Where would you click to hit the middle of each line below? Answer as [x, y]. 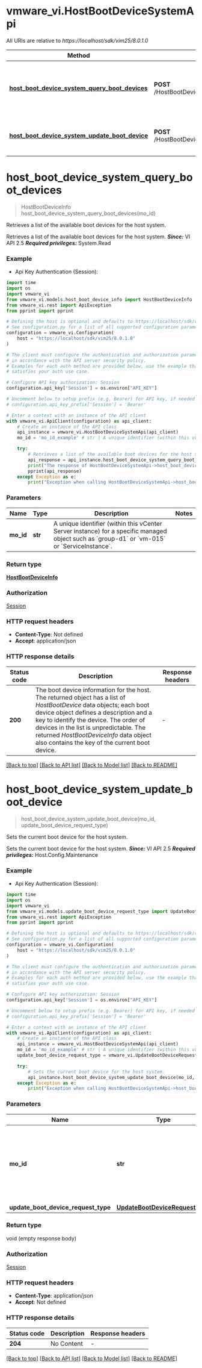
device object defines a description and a [93, 712]
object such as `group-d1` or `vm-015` [109, 538]
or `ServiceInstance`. [83, 546]
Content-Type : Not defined [49, 635]
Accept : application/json [45, 641]
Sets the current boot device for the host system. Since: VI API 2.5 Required [101, 848]
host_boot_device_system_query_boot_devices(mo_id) [88, 213]
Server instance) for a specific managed [110, 531]
